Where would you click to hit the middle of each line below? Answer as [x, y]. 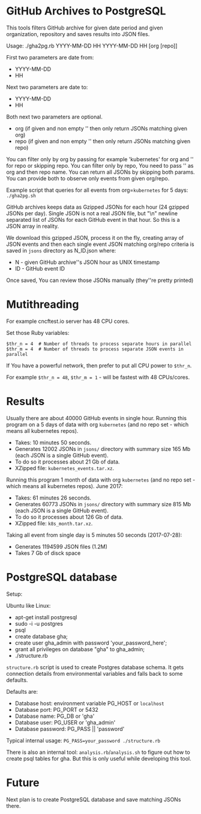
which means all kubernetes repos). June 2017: [64, 486]
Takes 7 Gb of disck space [48, 553]
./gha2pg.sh [21, 196]
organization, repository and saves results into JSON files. [78, 34]
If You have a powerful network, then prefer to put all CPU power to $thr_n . [99, 366]
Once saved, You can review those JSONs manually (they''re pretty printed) [100, 280]
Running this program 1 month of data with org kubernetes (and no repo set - [101, 480]
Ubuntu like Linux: [28, 605]
